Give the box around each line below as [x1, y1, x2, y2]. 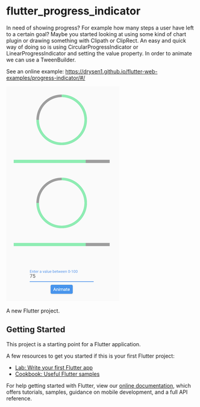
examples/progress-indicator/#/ [6, 74, 86, 81]
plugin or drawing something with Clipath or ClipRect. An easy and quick [6, 37, 187, 44]
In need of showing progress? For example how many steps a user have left [6, 24, 194, 31]
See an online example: [6, 67, 64, 75]
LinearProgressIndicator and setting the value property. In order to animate [6, 49, 192, 57]
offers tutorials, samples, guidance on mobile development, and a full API [6, 388, 188, 396]
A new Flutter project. [6, 307, 60, 314]
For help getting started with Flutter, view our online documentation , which [6, 382, 192, 389]
